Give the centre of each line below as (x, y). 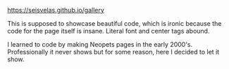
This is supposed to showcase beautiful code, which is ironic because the (114, 23)
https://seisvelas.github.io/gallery (56, 10)
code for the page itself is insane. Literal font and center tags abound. (109, 31)
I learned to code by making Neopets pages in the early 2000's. (100, 44)
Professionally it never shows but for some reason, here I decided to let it (113, 52)
